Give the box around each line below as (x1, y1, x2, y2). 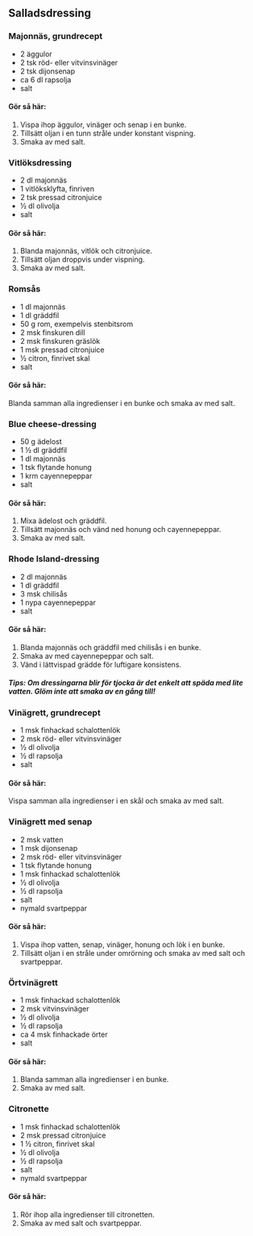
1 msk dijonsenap (19, 843, 78, 853)
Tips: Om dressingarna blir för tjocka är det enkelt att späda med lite (8, 678, 243, 688)
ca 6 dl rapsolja (19, 74, 72, 84)
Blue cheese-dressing (8, 418, 97, 429)
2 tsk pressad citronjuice (19, 193, 102, 203)
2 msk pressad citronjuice (19, 1130, 106, 1140)
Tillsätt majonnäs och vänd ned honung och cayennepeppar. (19, 525, 222, 534)
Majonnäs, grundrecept (8, 31, 103, 42)
